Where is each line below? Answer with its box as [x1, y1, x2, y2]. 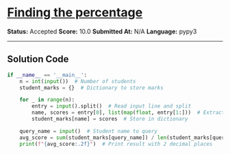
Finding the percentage [7, 5, 143, 20]
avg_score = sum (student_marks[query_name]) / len [19, 134, 167, 141]
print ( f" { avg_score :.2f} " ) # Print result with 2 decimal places [19, 140, 213, 147]
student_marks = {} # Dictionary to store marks [19, 84, 164, 91]
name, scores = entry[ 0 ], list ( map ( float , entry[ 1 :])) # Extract [31, 109, 225, 117]
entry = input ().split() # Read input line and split [31, 103, 192, 110]
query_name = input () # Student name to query [19, 127, 157, 134]
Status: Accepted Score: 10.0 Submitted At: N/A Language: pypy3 [7, 27, 197, 35]
